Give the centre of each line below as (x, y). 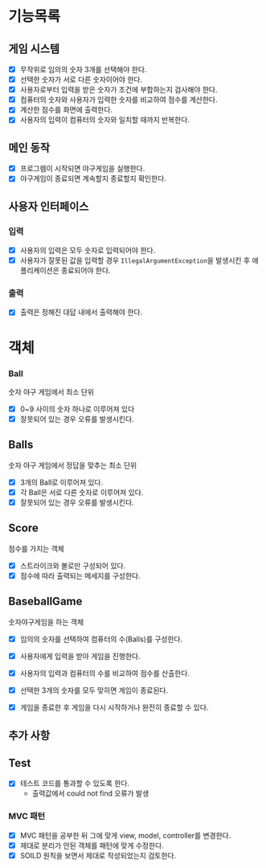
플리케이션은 (40, 271)
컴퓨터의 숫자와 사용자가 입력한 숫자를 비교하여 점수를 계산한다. (119, 100)
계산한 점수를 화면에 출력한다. (66, 110)
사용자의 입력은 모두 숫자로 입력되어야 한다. (88, 250)
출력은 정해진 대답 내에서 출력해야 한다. (81, 312)
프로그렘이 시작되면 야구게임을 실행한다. (82, 169)
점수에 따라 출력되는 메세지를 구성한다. (80, 575)
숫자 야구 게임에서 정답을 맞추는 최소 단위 (73, 465)
